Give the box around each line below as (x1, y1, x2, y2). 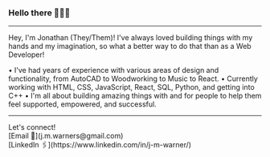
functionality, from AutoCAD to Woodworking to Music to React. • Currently (8, 74, 259, 83)
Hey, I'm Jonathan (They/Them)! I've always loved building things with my (8, 33, 253, 42)
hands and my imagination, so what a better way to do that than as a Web (8, 42, 252, 51)
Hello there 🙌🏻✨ (8, 7, 71, 18)
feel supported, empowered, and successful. (8, 99, 157, 109)
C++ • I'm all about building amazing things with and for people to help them (8, 91, 262, 101)
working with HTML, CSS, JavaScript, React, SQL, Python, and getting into (8, 83, 255, 92)
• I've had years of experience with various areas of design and (8, 66, 219, 75)
